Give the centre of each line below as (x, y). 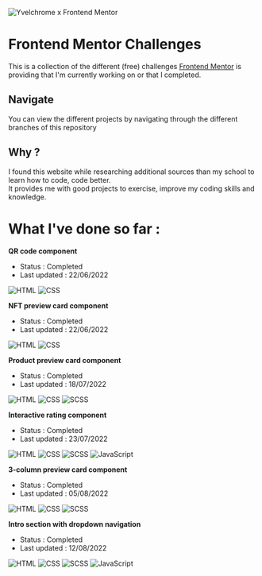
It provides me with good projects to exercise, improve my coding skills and (132, 188)
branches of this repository (52, 127)
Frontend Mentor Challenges (105, 44)
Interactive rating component (58, 415)
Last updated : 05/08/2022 (64, 493)
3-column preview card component (68, 470)
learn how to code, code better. (60, 180)
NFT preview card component (58, 305)
